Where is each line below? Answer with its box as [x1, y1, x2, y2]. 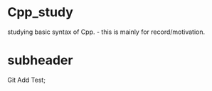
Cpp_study [7, 4, 73, 20]
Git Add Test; [7, 75, 46, 84]
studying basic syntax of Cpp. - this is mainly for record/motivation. [7, 28, 206, 36]
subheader [7, 52, 73, 68]
